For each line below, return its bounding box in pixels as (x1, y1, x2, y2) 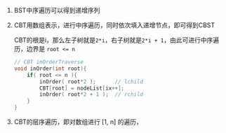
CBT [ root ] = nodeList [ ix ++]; (39, 85, 125, 92)
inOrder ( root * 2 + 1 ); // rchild (39, 91, 144, 98)
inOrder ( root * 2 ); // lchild (39, 78, 144, 85)
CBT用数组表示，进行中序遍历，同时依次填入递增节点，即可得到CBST (13, 21, 215, 29)
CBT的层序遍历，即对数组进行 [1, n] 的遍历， (13, 118, 142, 126)
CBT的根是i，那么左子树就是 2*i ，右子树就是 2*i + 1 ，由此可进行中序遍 (13, 36, 220, 44)
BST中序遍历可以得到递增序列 (13, 6, 100, 14)
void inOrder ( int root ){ (13, 65, 87, 72)
